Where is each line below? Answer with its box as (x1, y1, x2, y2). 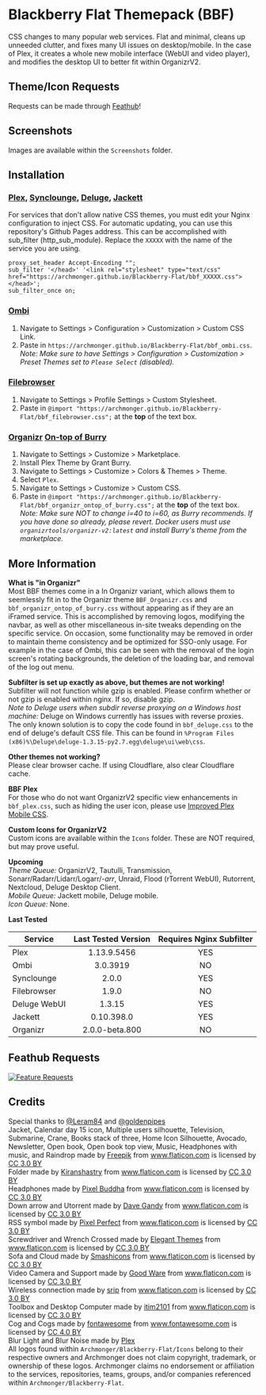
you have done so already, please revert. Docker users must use (19, 517, 231, 527)
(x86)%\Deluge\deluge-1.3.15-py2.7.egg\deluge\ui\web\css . (8, 736, 206, 746)
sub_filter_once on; (8, 287, 77, 295)
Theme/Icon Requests (8, 80, 120, 94)
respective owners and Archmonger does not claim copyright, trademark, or (8, 1352, 256, 1362)
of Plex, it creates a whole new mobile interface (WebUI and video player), (8, 48, 250, 58)
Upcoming (8, 857, 44, 867)
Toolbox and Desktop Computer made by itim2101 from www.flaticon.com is (8, 1301, 256, 1311)
